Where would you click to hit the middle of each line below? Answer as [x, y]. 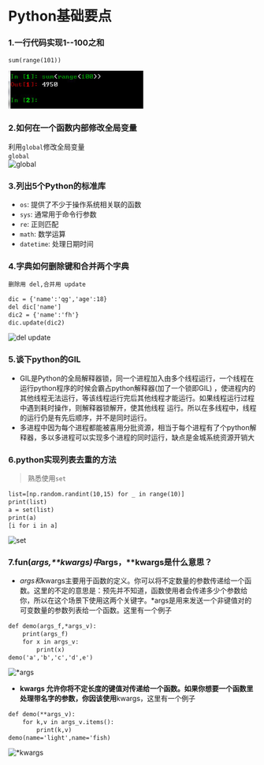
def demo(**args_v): [42, 715]
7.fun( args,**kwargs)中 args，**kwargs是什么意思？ [110, 562]
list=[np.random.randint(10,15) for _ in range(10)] [97, 494]
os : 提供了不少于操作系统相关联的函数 [80, 205]
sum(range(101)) [35, 61]
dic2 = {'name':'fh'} [44, 315]
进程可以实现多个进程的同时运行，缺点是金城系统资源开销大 [158, 437]
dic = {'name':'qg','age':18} [58, 299]
